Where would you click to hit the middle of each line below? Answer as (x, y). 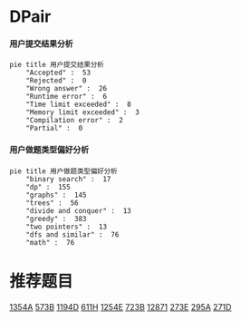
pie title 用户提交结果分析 (57, 65)
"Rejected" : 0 (57, 81)
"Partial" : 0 (54, 129)
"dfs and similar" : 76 (72, 234)
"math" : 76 (50, 242)
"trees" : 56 (52, 203)
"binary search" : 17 (68, 179)
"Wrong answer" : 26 (66, 89)
